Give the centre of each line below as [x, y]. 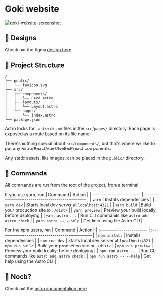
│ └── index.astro [30, 115]
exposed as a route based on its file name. [48, 134]
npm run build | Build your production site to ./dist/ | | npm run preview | [79, 246]
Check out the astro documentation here [46, 289]
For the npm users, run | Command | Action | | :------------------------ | [78, 230]
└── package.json [23, 119]
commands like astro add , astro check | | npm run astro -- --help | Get [78, 256]
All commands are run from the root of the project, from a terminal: [72, 185]
